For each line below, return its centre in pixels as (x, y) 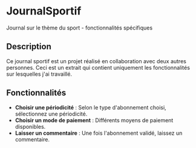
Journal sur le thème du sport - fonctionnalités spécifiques (80, 28)
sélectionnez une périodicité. (51, 114)
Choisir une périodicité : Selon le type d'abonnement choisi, (90, 107)
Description (29, 47)
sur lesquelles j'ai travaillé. (39, 74)
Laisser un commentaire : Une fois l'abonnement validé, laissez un (99, 133)
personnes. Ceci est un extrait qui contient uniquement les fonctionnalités (98, 67)
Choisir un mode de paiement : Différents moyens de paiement (94, 120)
